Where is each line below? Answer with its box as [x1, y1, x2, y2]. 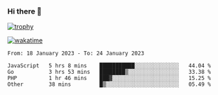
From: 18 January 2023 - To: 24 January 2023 [7, 50, 144, 57]
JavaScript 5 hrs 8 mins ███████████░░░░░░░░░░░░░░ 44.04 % [7, 62, 212, 69]
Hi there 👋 [7, 6, 43, 16]
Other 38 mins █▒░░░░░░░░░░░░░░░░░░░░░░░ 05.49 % [7, 81, 212, 88]
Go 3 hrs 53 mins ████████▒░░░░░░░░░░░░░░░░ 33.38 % [7, 69, 212, 76]
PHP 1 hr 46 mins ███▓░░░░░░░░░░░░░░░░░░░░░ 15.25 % [7, 74, 212, 82]
